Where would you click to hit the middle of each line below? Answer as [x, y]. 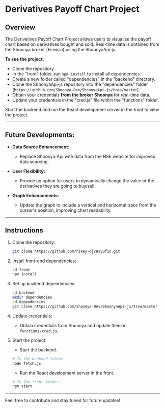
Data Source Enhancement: [41, 147]
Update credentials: [32, 316]
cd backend [23, 293]
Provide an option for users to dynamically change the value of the [87, 180]
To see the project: [25, 59]
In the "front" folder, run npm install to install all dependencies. [77, 74]
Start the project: [29, 340]
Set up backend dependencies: [44, 284]
